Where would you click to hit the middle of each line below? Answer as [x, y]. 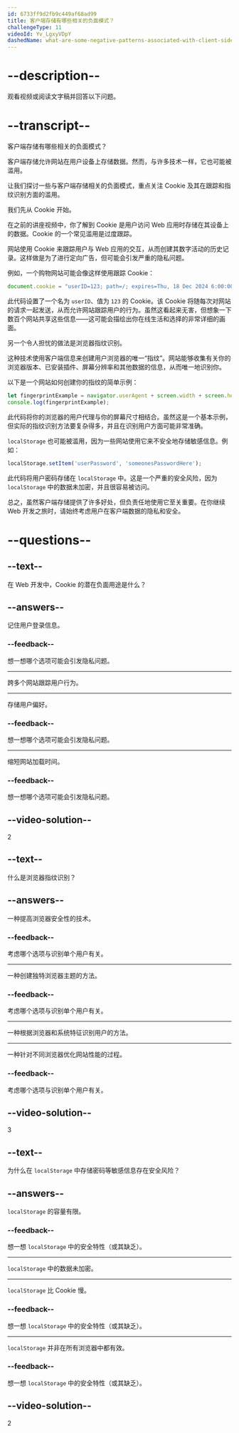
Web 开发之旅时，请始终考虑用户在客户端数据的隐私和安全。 [96, 511]
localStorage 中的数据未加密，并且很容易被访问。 [80, 486]
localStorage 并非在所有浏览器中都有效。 [68, 1347]
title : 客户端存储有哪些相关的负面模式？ [61, 21]
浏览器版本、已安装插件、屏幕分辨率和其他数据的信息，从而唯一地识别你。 [116, 367]
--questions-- [49, 540]
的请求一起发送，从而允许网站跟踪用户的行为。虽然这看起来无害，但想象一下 [119, 310]
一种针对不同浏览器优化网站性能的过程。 [67, 1055]
